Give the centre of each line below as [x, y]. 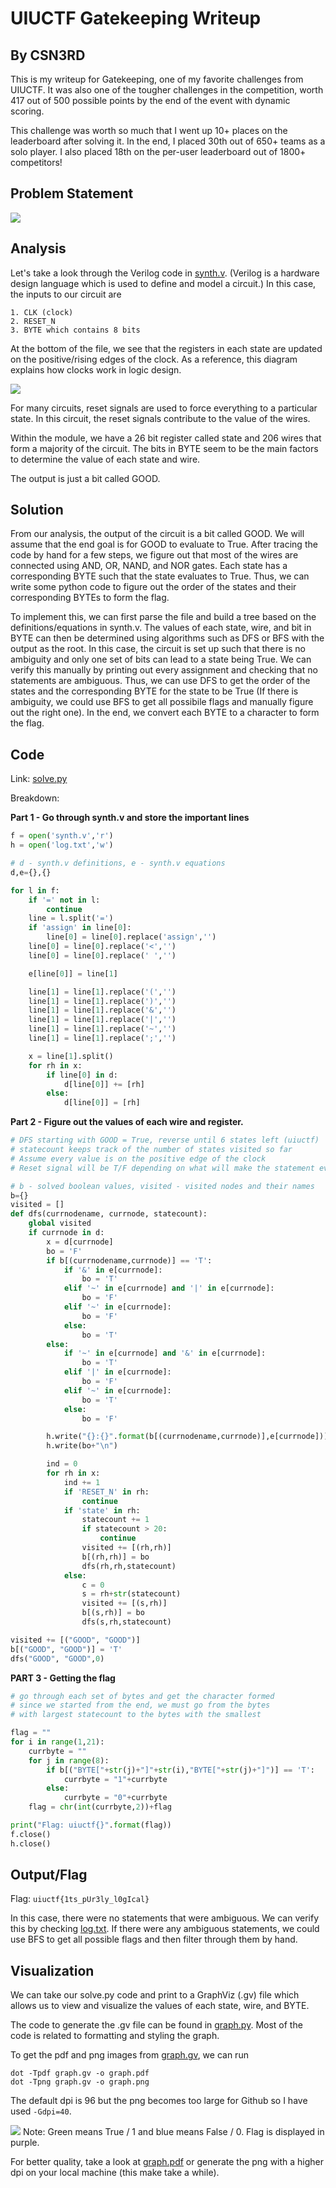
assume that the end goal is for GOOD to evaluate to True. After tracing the [164, 544]
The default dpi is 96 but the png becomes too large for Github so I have [159, 2101]
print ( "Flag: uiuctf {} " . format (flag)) [91, 1825]
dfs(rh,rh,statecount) [129, 1566]
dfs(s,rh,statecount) [126, 1622]
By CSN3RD [48, 55]
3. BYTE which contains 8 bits [75, 330]
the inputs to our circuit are [66, 294]
